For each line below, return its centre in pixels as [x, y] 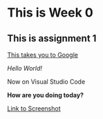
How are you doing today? [46, 95]
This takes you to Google [43, 55]
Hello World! [25, 68]
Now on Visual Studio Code [46, 82]
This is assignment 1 [52, 38]
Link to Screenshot [34, 108]
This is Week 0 [50, 13]
